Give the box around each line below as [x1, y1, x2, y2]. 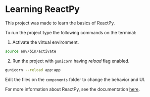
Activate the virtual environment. [12, 39, 79, 45]
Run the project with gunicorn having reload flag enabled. [12, 58, 130, 64]
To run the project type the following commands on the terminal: [5, 29, 136, 35]
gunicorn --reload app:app [5, 67, 61, 73]
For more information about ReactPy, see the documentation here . [5, 86, 140, 92]
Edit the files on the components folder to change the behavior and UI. [5, 76, 146, 83]
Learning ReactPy [5, 3, 80, 15]
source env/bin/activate [5, 49, 56, 54]
